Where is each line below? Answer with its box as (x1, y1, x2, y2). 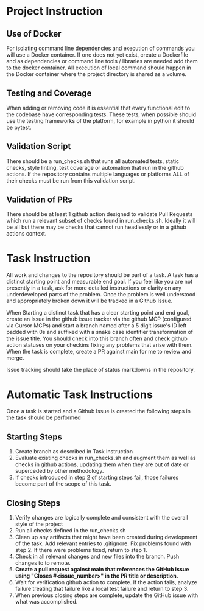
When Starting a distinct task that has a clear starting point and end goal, (6, 309, 190, 316)
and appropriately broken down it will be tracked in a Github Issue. (6, 297, 173, 305)
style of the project (15, 520, 63, 528)
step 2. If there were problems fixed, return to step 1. (15, 546, 147, 553)
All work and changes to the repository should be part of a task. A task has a (6, 271, 199, 279)
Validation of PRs (6, 195, 73, 205)
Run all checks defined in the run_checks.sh (15, 526, 126, 534)
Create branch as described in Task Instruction (15, 448, 133, 455)
